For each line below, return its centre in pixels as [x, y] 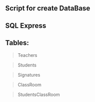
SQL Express [26, 26]
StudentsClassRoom [39, 94]
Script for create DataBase [48, 8]
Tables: [17, 43]
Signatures [29, 75]
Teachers [27, 55]
